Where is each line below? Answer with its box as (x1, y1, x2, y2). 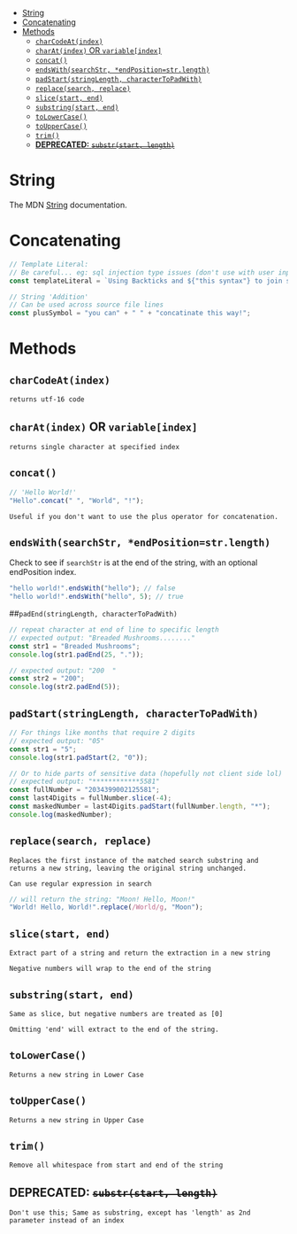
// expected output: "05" (9, 736, 104, 745)
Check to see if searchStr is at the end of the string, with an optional (9, 557, 258, 568)
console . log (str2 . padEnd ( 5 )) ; (9, 682, 121, 692)
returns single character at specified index (9, 442, 179, 451)
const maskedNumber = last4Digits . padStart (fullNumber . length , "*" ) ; (9, 802, 271, 811)
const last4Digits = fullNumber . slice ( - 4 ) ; (9, 794, 172, 803)
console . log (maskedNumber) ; (9, 810, 113, 819)
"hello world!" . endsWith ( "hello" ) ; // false (9, 584, 176, 593)
